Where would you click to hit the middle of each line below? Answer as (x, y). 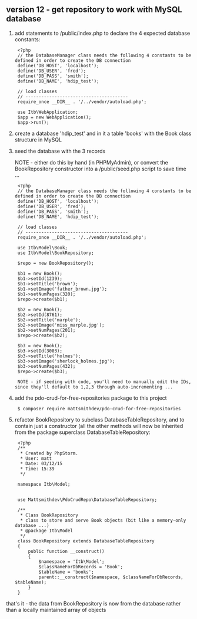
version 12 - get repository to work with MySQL (94, 10)
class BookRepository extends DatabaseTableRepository (86, 541)
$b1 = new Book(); (40, 274)
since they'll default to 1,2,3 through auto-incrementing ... (94, 387)
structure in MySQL (38, 139)
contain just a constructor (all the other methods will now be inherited (99, 426)
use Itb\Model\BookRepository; (56, 253)
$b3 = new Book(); (40, 345)
